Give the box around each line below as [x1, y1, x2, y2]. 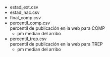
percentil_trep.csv [9, 36, 47, 42]
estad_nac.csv [9, 9, 40, 15]
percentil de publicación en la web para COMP [9, 25, 105, 31]
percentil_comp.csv [9, 20, 51, 26]
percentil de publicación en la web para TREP [9, 41, 103, 47]
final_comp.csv [9, 15, 41, 20]
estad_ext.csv [9, 4, 39, 10]
